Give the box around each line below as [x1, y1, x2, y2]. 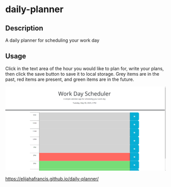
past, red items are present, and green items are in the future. [5, 76, 134, 82]
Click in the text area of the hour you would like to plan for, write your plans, [5, 65, 164, 72]
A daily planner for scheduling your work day [5, 37, 100, 43]
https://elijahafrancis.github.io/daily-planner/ [5, 176, 99, 182]
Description [5, 24, 43, 33]
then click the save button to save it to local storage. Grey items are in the [5, 71, 159, 77]
